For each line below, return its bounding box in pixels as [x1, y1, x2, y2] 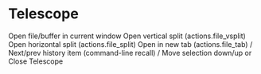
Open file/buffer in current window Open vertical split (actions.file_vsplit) [8, 31, 247, 41]
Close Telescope [8, 56, 64, 66]
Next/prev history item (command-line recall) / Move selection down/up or [8, 48, 252, 57]
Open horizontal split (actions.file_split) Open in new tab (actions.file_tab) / [8, 39, 253, 49]
